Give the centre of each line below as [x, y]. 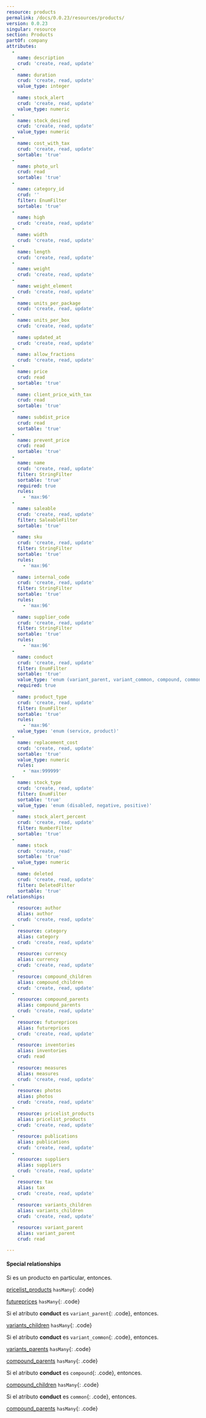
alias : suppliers [40, 1165]
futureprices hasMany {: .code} [43, 1301]
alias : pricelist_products [52, 1119]
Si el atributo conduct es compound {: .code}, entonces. [74, 1373]
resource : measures [42, 1068]
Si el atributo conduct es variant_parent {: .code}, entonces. [82, 1313]
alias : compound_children [51, 982]
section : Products [30, 35]
